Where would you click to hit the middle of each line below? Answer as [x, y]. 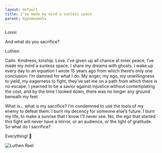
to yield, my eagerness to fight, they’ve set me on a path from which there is [81, 81]
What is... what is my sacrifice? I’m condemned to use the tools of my [74, 106]
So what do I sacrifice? [28, 127]
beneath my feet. [22, 97]
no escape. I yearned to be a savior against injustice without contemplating [80, 86]
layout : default [21, 9]
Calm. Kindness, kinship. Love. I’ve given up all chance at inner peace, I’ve [80, 61]
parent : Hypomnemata [26, 18]
